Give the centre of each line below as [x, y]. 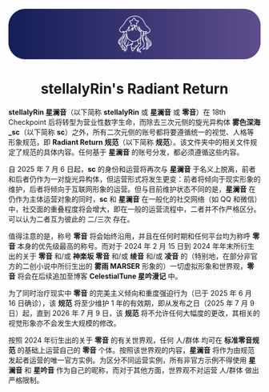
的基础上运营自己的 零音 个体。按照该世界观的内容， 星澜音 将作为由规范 [136, 350]
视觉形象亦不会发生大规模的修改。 [64, 323]
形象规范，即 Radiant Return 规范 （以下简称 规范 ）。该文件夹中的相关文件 [129, 142]
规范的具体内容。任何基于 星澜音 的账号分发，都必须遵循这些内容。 [133, 152]
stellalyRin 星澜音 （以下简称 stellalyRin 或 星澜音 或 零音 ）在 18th [117, 112]
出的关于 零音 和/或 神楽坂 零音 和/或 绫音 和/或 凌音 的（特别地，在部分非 [129, 256]
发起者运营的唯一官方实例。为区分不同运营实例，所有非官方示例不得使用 [127, 360]
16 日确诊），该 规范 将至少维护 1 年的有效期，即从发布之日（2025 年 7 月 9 [131, 303]
